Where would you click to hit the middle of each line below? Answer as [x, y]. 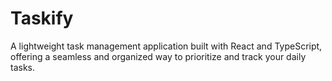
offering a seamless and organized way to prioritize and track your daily [158, 56]
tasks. [23, 67]
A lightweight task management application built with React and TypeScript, [166, 46]
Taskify [42, 18]
